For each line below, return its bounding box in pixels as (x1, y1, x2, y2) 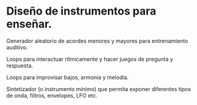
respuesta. (6, 62, 34, 69)
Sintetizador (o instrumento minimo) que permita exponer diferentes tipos (6, 85, 191, 92)
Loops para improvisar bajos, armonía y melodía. (6, 73, 129, 81)
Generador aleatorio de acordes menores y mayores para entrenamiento (6, 37, 188, 44)
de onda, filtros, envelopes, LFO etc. (6, 92, 98, 99)
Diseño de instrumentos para (6, 4, 157, 18)
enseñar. (6, 17, 52, 31)
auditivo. (6, 44, 29, 51)
